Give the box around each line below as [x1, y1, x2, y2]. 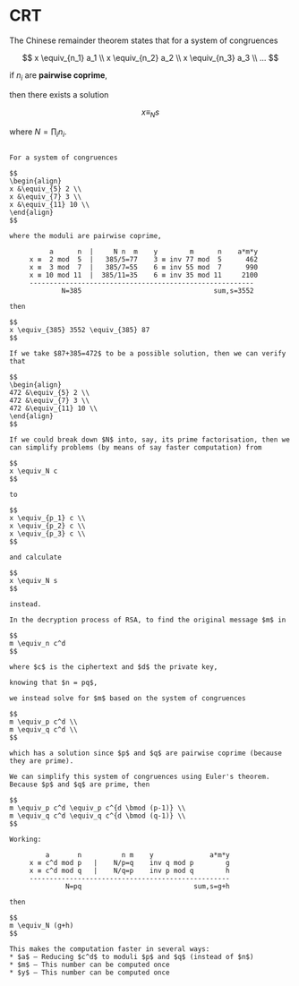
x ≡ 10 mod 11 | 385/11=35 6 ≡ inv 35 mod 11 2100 [29, 270, 258, 280]
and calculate [9, 553, 63, 562]
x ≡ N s [141, 107, 159, 119]
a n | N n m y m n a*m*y [48, 247, 258, 256]
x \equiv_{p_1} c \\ [9, 514, 87, 523]
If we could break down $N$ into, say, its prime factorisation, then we [9, 435, 291, 444]
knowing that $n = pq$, [9, 678, 98, 688]
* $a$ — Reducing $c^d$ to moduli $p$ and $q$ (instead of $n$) [9, 953, 254, 962]
